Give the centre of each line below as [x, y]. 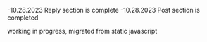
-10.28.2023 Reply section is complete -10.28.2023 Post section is [104, 10]
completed [23, 17]
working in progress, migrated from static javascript [82, 31]
